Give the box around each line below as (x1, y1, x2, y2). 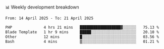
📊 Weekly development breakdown (5, 4, 79, 10)
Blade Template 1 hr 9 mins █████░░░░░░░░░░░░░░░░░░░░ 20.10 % (5, 29, 159, 34)
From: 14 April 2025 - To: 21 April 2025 (5, 16, 94, 21)
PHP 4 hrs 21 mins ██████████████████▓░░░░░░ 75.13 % (5, 25, 159, 30)
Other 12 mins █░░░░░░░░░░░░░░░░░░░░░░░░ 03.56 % (5, 34, 159, 39)
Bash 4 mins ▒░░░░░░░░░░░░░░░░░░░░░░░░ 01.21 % (5, 39, 159, 44)
